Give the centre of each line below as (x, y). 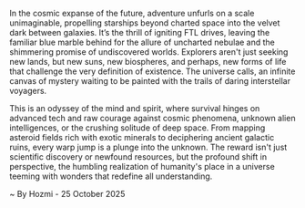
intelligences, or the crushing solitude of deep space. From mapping (137, 128)
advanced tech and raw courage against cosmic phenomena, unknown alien (152, 118)
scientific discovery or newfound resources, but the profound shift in (138, 157)
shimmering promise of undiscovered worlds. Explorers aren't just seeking (149, 52)
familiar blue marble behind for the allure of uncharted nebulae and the (142, 42)
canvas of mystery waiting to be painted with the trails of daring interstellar (150, 81)
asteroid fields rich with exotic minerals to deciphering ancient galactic (142, 137)
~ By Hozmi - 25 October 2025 (67, 194)
